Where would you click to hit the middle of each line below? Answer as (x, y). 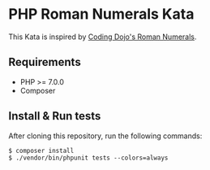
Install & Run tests (55, 116)
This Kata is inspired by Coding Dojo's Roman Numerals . (103, 37)
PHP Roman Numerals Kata (101, 14)
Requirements (45, 62)
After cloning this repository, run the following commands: (105, 136)
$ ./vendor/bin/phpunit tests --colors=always (88, 158)
